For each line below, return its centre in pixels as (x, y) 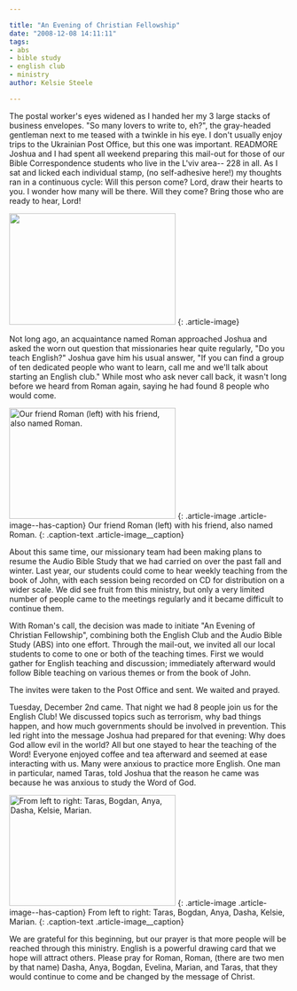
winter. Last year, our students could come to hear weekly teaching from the (148, 570)
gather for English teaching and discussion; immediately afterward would (143, 663)
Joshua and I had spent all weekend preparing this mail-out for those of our (147, 153)
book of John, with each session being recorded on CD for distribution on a (147, 580)
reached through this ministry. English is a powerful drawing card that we (143, 948)
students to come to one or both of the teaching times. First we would (137, 654)
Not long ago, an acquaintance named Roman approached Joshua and (138, 339)
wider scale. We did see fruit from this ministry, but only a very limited (137, 589)
